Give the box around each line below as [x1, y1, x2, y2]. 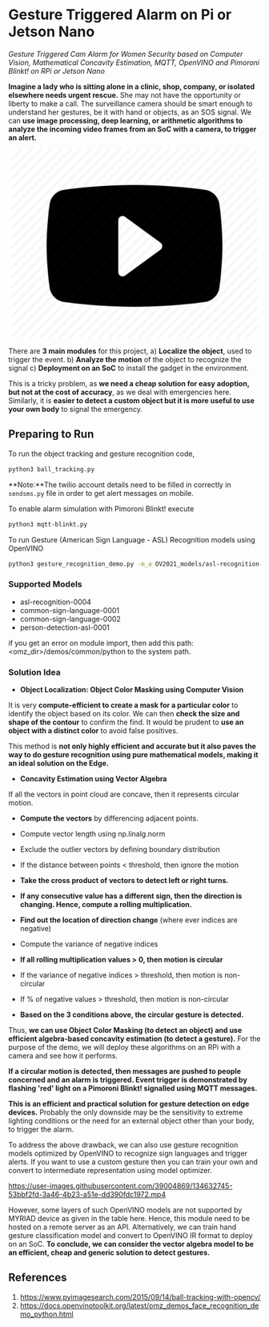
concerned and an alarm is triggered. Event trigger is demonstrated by [8, 1075, 248, 1084]
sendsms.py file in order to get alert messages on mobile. [8, 488, 194, 498]
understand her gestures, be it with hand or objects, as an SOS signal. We [8, 107, 252, 117]
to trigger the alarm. [8, 1124, 74, 1134]
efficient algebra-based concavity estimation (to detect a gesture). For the [8, 1034, 261, 1043]
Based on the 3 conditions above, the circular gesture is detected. [19, 1010, 244, 1019]
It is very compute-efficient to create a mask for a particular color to [8, 700, 239, 710]
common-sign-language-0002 [19, 614, 122, 623]
